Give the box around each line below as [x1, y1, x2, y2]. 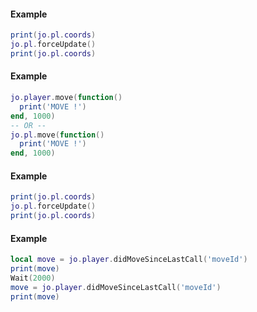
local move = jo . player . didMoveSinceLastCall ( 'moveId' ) [10, 255, 248, 265]
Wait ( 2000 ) [10, 273, 56, 283]
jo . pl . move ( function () [10, 130, 105, 140]
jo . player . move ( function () [10, 93, 123, 103]
